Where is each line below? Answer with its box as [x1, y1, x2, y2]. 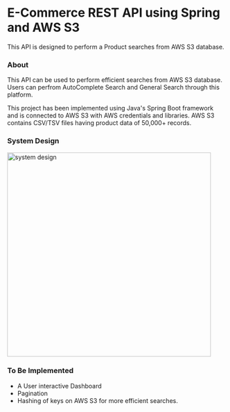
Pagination [17, 389, 48, 397]
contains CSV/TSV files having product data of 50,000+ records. [7, 119, 192, 127]
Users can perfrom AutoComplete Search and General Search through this [7, 83, 220, 92]
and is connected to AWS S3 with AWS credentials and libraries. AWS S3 [7, 111, 215, 120]
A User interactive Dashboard [17, 381, 102, 390]
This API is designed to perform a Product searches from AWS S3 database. [7, 42, 224, 51]
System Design [7, 136, 60, 146]
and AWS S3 [7, 19, 80, 35]
